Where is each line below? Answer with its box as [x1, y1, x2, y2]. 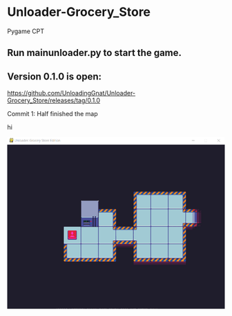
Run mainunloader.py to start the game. [7, 47, 182, 59]
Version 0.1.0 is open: [7, 71, 102, 82]
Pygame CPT [7, 27, 45, 35]
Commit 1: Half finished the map [7, 110, 98, 118]
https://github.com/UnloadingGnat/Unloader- [7, 89, 136, 97]
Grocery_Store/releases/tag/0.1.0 [7, 96, 101, 104]
